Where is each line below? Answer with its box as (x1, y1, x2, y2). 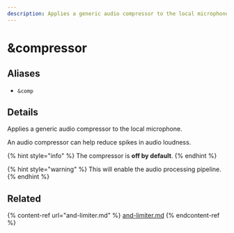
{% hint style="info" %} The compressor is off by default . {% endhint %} (7, 152, 217, 160)
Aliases (7, 67, 40, 80)
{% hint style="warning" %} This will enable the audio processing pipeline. (7, 165, 221, 174)
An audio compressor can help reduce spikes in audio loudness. (7, 138, 192, 147)
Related (7, 193, 42, 204)
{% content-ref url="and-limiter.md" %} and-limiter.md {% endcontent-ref (7, 211, 220, 220)
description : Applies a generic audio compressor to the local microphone (7, 10, 229, 17)
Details (7, 106, 38, 118)
